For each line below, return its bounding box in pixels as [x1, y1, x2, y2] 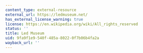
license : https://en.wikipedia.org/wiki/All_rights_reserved [5, 21, 138, 27]
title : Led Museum [5, 31, 44, 36]
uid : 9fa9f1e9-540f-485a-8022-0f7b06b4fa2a [5, 36, 100, 41]
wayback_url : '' [5, 40, 40, 45]
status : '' [5, 26, 29, 31]
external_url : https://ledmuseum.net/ [5, 12, 88, 17]
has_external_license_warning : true [5, 17, 83, 22]
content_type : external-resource [5, 7, 77, 13]
